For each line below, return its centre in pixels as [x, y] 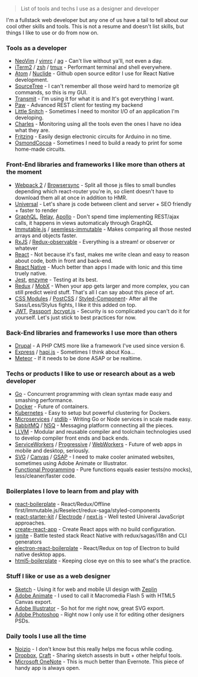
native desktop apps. [40, 555]
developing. [29, 117]
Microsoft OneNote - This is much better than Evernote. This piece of [99, 662]
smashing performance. [44, 401]
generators [28, 542]
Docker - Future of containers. [52, 406]
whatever [26, 248]
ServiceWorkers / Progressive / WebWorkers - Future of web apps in [98, 444]
